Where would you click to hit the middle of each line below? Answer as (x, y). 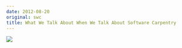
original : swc (24, 17)
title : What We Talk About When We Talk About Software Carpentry (91, 23)
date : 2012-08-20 (28, 12)
